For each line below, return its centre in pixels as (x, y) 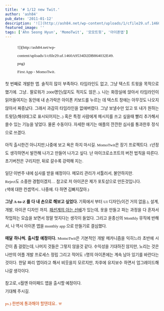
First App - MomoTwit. (36, 72)
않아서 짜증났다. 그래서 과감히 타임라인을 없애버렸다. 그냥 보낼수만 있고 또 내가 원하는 (82, 108)
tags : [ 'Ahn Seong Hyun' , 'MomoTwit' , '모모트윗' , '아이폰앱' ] (67, 32)
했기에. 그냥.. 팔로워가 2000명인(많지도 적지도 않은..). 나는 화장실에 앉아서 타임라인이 (82, 92)
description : (18, 23)
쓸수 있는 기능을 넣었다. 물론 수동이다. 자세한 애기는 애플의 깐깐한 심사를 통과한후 (78, 125)
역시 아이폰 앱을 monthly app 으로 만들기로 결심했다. (61, 226)
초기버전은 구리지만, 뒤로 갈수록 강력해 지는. (44, 161)
